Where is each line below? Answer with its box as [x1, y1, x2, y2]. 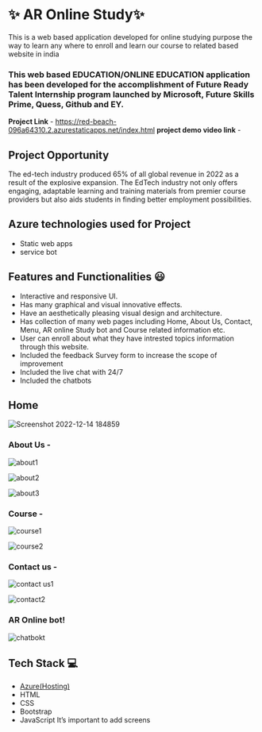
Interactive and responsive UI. [19, 291, 118, 301]
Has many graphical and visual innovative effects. [19, 299, 183, 309]
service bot [19, 247, 57, 256]
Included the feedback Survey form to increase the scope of [19, 350, 218, 360]
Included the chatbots [19, 376, 92, 385]
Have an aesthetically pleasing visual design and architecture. [19, 308, 222, 318]
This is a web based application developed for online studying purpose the [8, 32, 252, 41]
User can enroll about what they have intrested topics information [19, 333, 234, 343]
